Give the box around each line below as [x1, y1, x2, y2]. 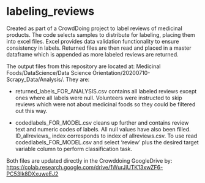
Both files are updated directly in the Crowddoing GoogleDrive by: [6, 157, 173, 164]
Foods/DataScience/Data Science [6, 69, 92, 76]
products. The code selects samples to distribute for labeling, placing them [6, 31, 196, 38]
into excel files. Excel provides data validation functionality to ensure [6, 37, 179, 45]
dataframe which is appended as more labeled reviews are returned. [6, 50, 179, 58]
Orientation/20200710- [92, 69, 151, 76]
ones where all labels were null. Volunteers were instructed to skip [15, 94, 182, 101]
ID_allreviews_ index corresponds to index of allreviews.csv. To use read [15, 132, 198, 139]
